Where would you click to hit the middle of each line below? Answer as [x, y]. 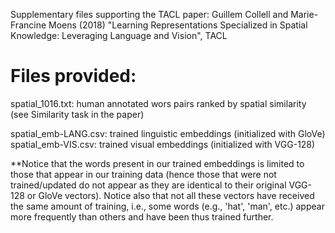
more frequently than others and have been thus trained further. [142, 216]
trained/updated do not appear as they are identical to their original [148, 185]
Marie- [304, 14]
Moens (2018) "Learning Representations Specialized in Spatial [178, 25]
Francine [28, 25]
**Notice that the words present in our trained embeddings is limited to [157, 163]
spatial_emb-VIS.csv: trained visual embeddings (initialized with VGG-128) [163, 144]
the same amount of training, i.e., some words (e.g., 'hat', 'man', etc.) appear [167, 206]
